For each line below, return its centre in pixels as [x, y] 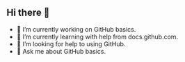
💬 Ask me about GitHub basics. [61, 51]
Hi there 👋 [28, 13]
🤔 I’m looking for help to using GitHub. [71, 44]
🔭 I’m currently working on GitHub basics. [76, 29]
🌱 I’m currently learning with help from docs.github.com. [97, 37]
